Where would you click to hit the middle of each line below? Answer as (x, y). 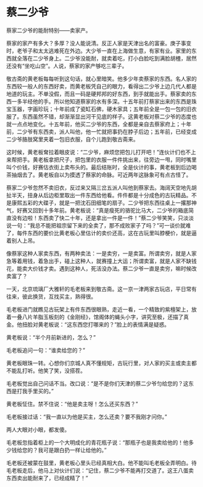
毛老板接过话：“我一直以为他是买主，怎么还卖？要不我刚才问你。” (87, 417)
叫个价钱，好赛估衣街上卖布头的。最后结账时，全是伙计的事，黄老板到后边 (99, 167)
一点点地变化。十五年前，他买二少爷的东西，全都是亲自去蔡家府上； (96, 124)
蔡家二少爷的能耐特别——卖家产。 (49, 30)
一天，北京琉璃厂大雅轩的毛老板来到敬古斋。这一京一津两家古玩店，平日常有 (101, 289)
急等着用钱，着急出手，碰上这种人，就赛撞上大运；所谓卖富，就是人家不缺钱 (101, 261)
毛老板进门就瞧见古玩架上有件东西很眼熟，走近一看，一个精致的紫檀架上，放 (101, 309)
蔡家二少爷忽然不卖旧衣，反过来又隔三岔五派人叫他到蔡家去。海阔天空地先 (99, 188)
